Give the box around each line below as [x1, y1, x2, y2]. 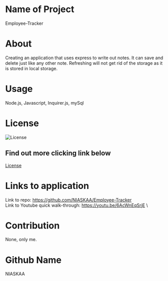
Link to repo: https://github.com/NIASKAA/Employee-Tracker [5, 197, 132, 203]
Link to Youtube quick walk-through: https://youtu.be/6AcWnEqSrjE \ [5, 202, 148, 208]
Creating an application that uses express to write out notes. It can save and [5, 55, 163, 61]
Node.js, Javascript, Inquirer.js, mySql [5, 100, 84, 106]
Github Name [5, 254, 62, 266]
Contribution [5, 220, 60, 231]
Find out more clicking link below [5, 149, 111, 158]
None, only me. [5, 237, 37, 243]
